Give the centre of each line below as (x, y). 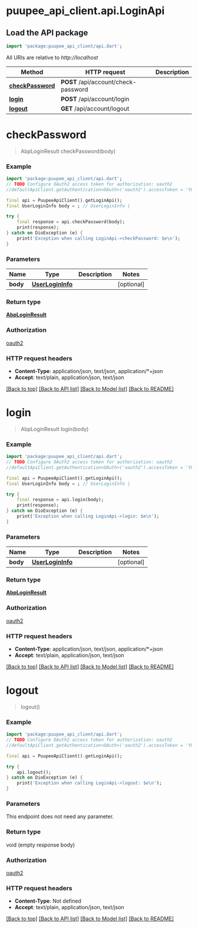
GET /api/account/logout (95, 109)
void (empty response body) (41, 845)
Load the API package (47, 33)
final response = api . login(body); (60, 500)
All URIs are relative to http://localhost (52, 57)
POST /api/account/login (95, 99)
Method (32, 72)
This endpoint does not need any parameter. (60, 816)
